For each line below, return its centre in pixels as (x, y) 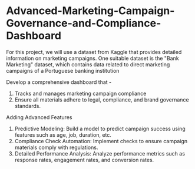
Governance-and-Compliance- (84, 23)
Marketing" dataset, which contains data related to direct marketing (88, 64)
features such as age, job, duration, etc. (63, 135)
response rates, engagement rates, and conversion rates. (84, 160)
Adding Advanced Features (39, 117)
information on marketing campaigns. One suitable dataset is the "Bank (92, 58)
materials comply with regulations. (56, 147)
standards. (28, 106)
